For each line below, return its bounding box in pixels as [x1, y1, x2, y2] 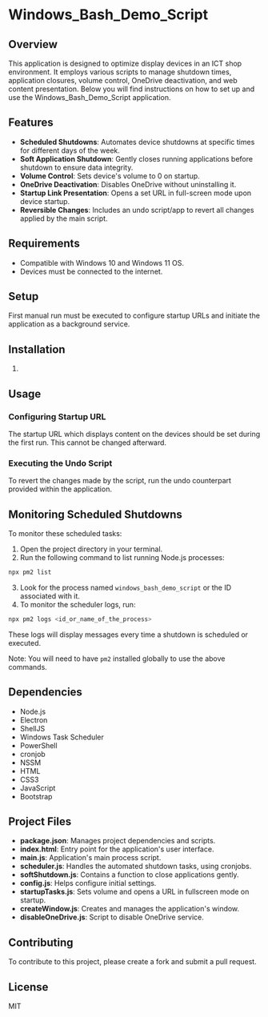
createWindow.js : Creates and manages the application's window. [19, 904, 240, 914]
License [8, 980, 49, 994]
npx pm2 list [8, 568, 52, 577]
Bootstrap [19, 791, 53, 801]
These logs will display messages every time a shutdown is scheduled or [8, 630, 249, 639]
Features [8, 116, 54, 130]
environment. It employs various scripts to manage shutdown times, [8, 67, 232, 77]
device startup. [19, 196, 70, 206]
